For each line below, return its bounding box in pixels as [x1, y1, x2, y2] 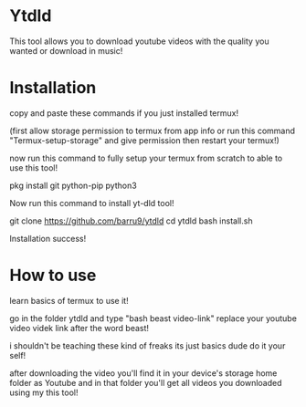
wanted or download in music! [9, 45, 123, 56]
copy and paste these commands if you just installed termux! [9, 107, 239, 119]
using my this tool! [9, 387, 79, 398]
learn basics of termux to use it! [9, 295, 130, 306]
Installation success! [9, 233, 87, 244]
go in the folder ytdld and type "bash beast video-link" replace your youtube [9, 312, 297, 324]
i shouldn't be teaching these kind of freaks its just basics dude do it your [9, 339, 286, 351]
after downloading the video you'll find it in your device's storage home [9, 367, 278, 379]
